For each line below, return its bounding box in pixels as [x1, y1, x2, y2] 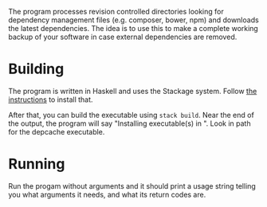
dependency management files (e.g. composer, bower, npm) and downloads [8, 15, 259, 25]
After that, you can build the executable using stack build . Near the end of [8, 110, 255, 119]
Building [8, 60, 65, 78]
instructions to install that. [8, 95, 93, 104]
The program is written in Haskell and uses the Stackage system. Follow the [8, 86, 257, 96]
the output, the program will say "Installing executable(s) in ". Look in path [8, 119, 251, 128]
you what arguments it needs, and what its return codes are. [8, 189, 206, 199]
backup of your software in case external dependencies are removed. [8, 32, 238, 41]
